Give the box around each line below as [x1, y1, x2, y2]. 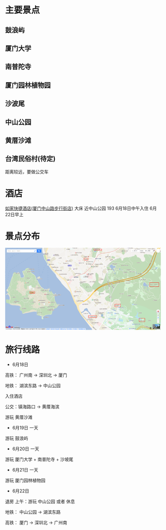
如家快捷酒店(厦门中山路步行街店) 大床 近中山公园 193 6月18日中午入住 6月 [5, 205, 157, 211]
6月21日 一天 [12, 467, 39, 472]
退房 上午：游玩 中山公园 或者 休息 [5, 498, 75, 504]
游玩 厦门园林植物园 [5, 477, 45, 483]
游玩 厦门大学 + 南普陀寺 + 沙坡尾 [5, 456, 74, 462]
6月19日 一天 [12, 424, 39, 430]
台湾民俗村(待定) [5, 155, 56, 163]
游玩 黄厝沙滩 [5, 414, 33, 420]
